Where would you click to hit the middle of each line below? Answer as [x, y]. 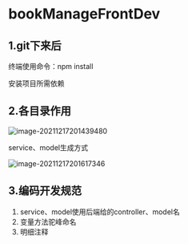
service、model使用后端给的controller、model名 [100, 211]
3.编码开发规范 [45, 191]
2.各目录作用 [40, 111]
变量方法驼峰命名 [48, 222]
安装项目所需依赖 [36, 83]
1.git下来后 [35, 45]
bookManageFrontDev [84, 14]
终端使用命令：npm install [51, 66]
